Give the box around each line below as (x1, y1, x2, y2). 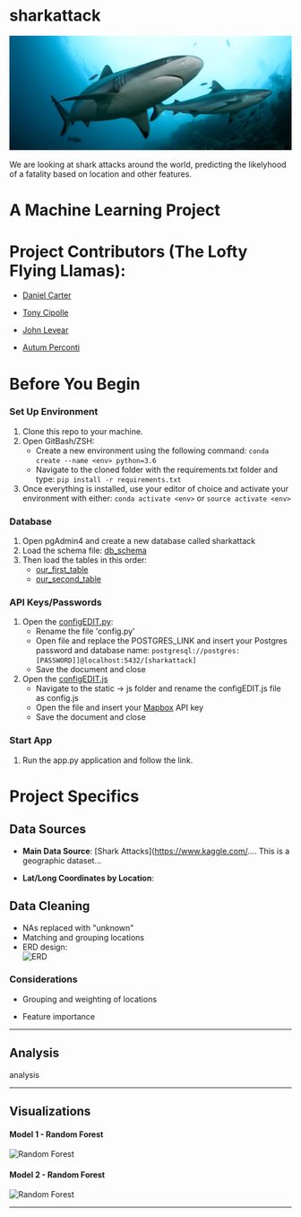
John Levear (21, 325, 69, 336)
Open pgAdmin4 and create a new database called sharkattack (21, 536, 256, 547)
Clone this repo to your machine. (21, 425, 143, 436)
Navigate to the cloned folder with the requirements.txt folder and (35, 464, 279, 475)
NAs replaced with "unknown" (21, 922, 134, 933)
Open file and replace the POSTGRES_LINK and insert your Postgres (35, 635, 288, 646)
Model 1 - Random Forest (9, 1128, 104, 1140)
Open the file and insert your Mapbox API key (35, 702, 204, 714)
